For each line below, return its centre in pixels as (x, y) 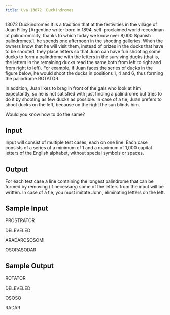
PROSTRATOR (20, 220)
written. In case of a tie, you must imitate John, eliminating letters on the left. (85, 192)
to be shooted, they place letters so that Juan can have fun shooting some (83, 51)
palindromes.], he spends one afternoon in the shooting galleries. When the (84, 41)
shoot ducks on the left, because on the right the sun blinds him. (73, 104)
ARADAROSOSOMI (25, 240)
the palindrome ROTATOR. (32, 78)
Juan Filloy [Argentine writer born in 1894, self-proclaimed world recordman (85, 30)
